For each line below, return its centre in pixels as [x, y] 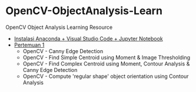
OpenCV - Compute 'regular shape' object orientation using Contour [106, 76]
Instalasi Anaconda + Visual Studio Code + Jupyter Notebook [88, 38]
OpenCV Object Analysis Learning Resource [59, 27]
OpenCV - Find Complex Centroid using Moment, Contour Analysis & [106, 64]
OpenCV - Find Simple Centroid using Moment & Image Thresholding [107, 57]
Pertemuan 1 [29, 45]
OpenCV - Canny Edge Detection [63, 51]
